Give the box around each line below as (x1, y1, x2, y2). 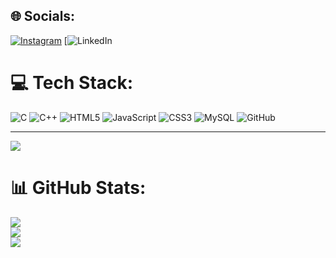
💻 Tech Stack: (10, 72, 134, 94)
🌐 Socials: (10, 8, 76, 25)
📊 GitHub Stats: (10, 176, 147, 199)
